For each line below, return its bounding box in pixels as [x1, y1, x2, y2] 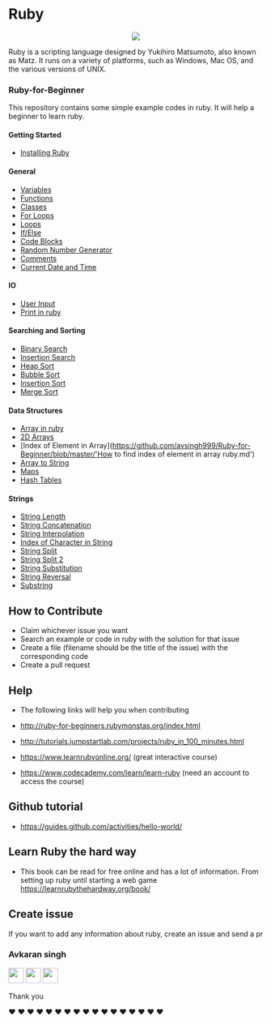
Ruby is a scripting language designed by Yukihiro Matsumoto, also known [8, 46, 256, 57]
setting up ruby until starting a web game [19, 875, 158, 884]
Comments [19, 253, 57, 263]
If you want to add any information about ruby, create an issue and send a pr [8, 929, 264, 939]
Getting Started [8, 130, 62, 139]
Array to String [19, 458, 70, 468]
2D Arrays [19, 432, 54, 442]
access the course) [19, 777, 85, 786]
